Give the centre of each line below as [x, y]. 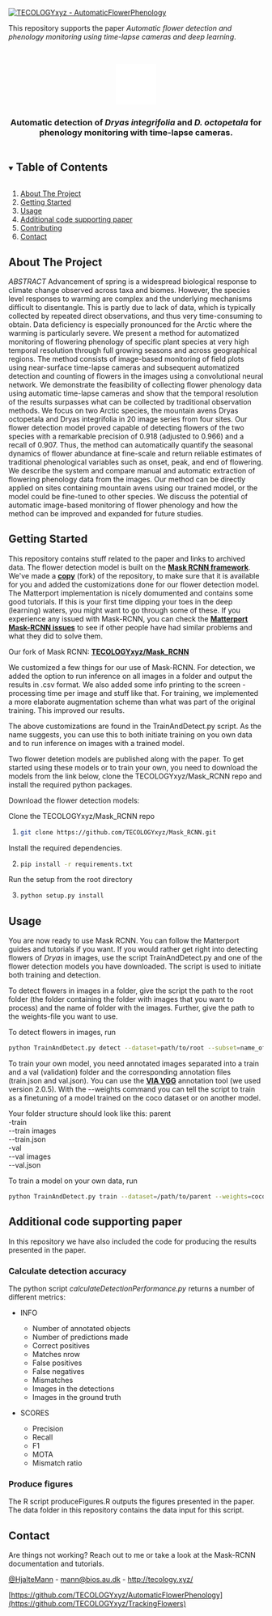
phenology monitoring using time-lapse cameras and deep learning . [122, 37]
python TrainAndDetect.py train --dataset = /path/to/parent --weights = [130, 1197]
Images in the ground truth [76, 1398]
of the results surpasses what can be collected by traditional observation [130, 401]
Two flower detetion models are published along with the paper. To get [126, 759]
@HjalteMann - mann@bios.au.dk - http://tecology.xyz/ [101, 1580]
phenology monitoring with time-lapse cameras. [136, 132]
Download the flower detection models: [74, 800]
